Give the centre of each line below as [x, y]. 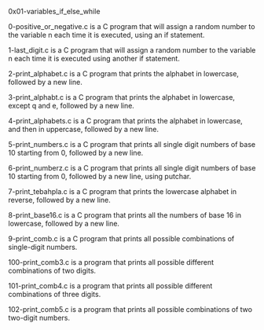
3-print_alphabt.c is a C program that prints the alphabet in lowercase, [122, 97]
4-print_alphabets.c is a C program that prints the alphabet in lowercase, [126, 121]
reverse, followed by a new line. [60, 200]
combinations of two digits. [52, 271]
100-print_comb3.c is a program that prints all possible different [111, 262]
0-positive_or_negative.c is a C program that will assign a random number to [132, 26]
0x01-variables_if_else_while [54, 11]
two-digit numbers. [39, 318]
